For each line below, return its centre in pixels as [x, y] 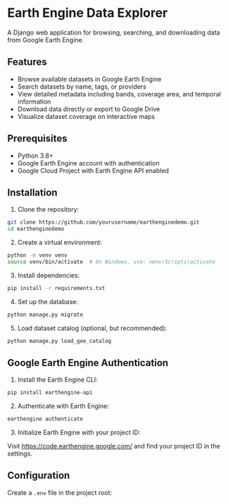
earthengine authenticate [45, 419]
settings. [20, 454]
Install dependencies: [49, 275]
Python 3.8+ [36, 156]
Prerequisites [37, 139]
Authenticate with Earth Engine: [63, 406]
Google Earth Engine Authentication [88, 363]
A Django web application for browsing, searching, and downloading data [114, 32]
